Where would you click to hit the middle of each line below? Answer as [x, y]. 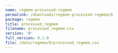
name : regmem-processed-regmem [39, 10]
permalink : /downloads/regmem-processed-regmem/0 [59, 15]
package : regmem [22, 19]
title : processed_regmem [32, 24]
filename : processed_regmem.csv [40, 29]
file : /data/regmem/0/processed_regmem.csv [52, 43]
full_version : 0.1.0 [27, 38]
